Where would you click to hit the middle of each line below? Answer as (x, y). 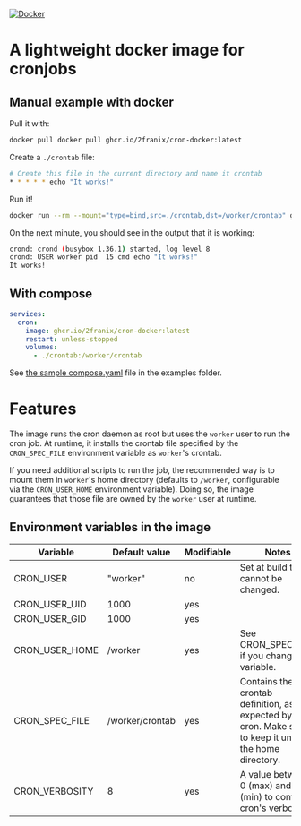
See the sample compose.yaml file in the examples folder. (116, 373)
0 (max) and (266, 786)
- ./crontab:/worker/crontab (87, 356)
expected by (266, 715)
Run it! (21, 199)
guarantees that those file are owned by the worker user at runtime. (133, 499)
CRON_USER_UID (50, 604)
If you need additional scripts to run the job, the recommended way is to (142, 470)
